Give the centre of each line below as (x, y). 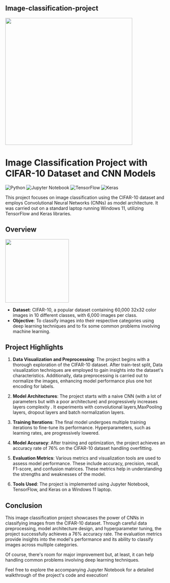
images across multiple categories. (42, 545)
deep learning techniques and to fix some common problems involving (86, 326)
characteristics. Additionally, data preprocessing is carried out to (80, 376)
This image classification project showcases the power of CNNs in (75, 518)
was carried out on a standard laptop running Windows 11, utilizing (75, 208)
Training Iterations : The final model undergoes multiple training (79, 422)
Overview (21, 230)
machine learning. (31, 331)
